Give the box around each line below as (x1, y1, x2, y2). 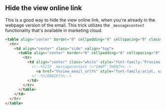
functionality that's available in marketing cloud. (5, 27, 103, 33)
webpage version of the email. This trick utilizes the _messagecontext (5, 22, 145, 28)
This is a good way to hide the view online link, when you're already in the (5, 17, 156, 23)
